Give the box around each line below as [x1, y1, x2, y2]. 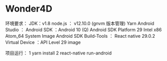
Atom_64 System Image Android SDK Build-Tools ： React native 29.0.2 [5, 33, 155, 39]
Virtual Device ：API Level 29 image [5, 39, 81, 45]
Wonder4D [5, 3, 52, 15]
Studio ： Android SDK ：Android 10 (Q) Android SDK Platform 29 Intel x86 [5, 26, 162, 33]
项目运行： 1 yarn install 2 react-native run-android [5, 50, 112, 56]
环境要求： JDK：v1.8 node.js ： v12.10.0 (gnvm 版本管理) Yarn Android [5, 20, 154, 26]
